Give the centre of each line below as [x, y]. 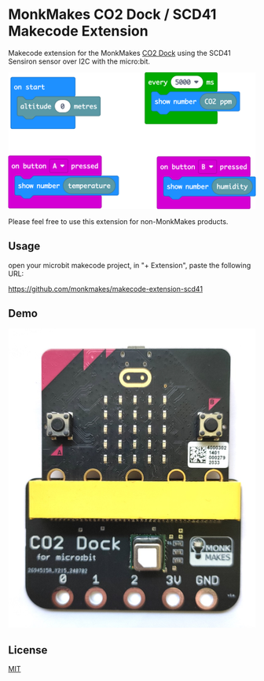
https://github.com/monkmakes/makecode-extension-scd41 [105, 289]
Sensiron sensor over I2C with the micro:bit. [79, 61]
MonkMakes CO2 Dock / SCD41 [112, 15]
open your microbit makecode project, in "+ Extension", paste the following [130, 265]
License [28, 650]
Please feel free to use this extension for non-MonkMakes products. [118, 222]
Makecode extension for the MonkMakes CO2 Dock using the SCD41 [119, 53]
